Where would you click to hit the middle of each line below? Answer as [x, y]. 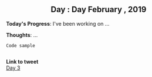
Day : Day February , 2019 [99, 10]
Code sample [21, 45]
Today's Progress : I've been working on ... [58, 23]
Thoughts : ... [22, 35]
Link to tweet [22, 61]
